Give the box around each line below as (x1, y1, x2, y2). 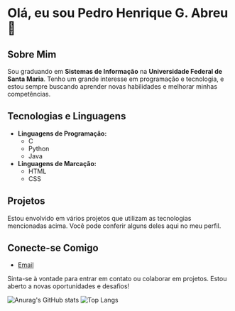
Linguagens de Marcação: (17, 159, 97, 168)
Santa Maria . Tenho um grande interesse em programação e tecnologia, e (7, 75, 224, 83)
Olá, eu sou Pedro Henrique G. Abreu (7, 5, 229, 21)
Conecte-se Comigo (7, 242, 99, 254)
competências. (7, 90, 51, 98)
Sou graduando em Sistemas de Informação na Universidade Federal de (7, 67, 222, 75)
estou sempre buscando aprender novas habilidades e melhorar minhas (7, 82, 218, 90)
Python (28, 144, 50, 153)
